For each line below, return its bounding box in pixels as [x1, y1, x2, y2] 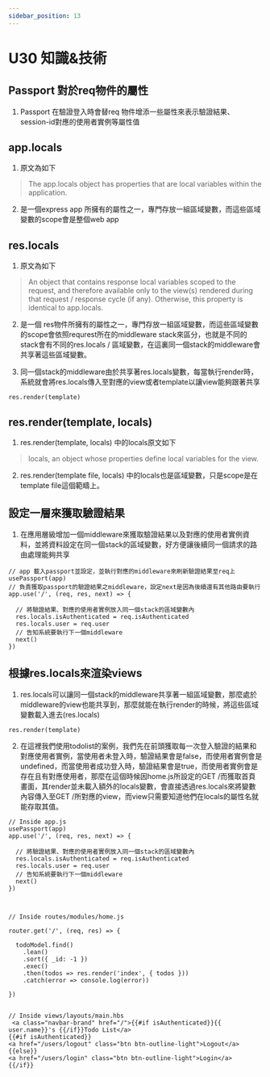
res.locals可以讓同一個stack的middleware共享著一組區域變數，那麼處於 [19, 689, 258, 699]
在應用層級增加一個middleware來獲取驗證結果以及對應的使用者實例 [19, 529, 243, 539]
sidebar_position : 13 [8, 11, 81, 20]
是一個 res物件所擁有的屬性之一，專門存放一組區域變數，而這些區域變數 [19, 320, 260, 330]
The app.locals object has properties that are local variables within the [27, 179, 262, 189]
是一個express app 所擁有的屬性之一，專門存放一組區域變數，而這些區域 [19, 204, 261, 214]
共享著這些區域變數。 [19, 350, 91, 360]
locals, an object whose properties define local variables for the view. [27, 454, 260, 464]
